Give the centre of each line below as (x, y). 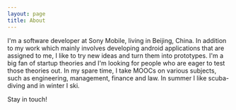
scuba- (219, 78)
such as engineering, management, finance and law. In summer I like (107, 78)
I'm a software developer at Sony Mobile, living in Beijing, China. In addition (117, 40)
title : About (26, 20)
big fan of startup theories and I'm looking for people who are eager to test (116, 63)
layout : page (26, 14)
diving (17, 85)
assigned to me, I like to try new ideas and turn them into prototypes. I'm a (116, 55)
